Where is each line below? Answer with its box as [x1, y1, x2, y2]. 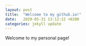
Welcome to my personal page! [5, 35, 69, 41]
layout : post [5, 7, 32, 12]
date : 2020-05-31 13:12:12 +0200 [5, 16, 79, 21]
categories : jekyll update [5, 21, 61, 26]
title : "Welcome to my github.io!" [5, 12, 81, 17]
